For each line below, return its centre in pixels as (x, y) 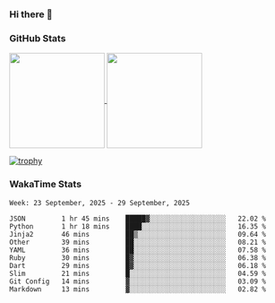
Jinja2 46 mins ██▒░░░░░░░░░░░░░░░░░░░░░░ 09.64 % (138, 234)
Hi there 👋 (31, 14)
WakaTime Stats (46, 185)
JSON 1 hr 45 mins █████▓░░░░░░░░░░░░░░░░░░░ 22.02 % (138, 219)
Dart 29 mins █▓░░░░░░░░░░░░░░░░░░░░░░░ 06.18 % (138, 265)
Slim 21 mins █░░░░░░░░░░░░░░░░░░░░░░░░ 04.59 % (138, 273)
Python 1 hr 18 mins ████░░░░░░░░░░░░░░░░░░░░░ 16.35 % (138, 226)
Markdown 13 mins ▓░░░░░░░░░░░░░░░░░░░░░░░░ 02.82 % (138, 289)
